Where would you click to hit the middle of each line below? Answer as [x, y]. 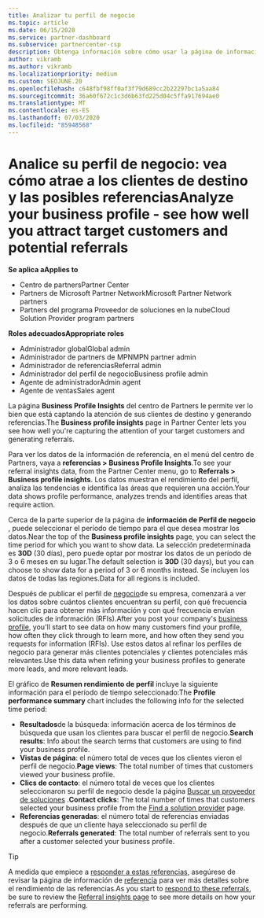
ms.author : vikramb [40, 67]
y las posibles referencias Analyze [121, 197]
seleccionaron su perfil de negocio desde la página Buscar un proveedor [137, 791]
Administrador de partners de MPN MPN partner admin [108, 357]
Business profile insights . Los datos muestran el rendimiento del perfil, [124, 479]
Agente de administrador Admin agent [80, 382]
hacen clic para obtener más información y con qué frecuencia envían [122, 610]
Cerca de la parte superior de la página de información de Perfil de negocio [132, 519]
